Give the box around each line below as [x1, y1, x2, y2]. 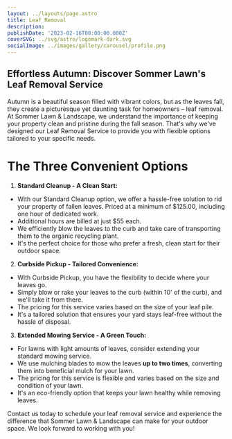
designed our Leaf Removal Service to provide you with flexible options [7, 126, 211, 135]
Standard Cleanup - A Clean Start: [17, 181, 118, 189]
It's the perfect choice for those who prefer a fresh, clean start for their [17, 239, 220, 247]
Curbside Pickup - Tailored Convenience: [17, 259, 139, 268]
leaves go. [17, 280, 47, 289]
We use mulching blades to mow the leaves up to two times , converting [17, 359, 223, 368]
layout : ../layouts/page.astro [7, 10, 98, 17]
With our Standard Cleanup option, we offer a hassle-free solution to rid [17, 195, 222, 203]
